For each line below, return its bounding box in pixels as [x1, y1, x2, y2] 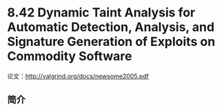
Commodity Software [7, 49, 132, 64]
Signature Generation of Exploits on [7, 34, 216, 49]
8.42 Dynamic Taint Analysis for [7, 5, 196, 21]
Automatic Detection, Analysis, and [7, 19, 215, 35]
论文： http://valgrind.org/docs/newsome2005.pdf [7, 72, 150, 80]
